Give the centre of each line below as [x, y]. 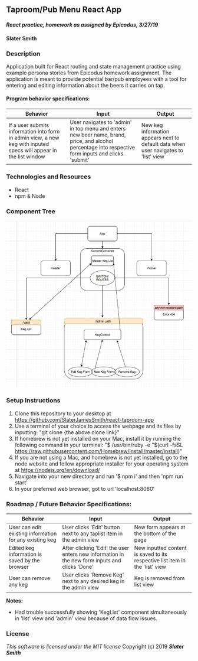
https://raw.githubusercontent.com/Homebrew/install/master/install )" [98, 451]
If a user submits [29, 125]
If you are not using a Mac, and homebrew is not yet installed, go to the [101, 457]
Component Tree [31, 211]
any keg [18, 584]
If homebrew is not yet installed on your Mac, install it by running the [98, 438]
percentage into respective [103, 147]
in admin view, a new [34, 138]
